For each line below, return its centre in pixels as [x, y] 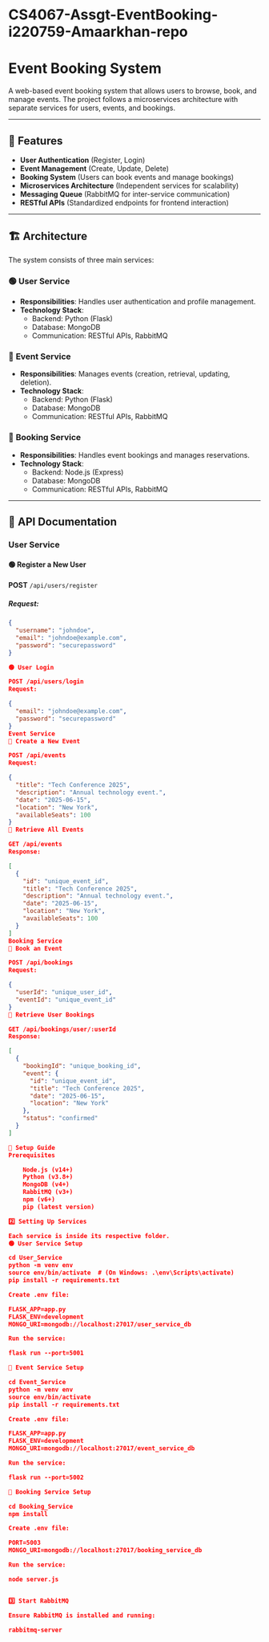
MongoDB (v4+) [46, 1185]
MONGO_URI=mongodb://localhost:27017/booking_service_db [105, 1550]
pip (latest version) [58, 1207]
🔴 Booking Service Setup [50, 1492]
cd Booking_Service [41, 1506]
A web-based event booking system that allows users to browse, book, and [133, 91]
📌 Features [36, 141]
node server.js [34, 1579]
